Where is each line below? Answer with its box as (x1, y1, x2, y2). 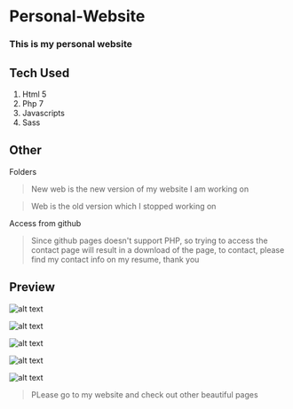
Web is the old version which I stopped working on (30, 201, 217, 211)
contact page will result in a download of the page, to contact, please (30, 244, 285, 255)
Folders (9, 166, 37, 177)
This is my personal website (9, 38, 133, 51)
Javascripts (21, 107, 65, 118)
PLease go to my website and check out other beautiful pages (30, 389, 259, 400)
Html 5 (21, 89, 47, 99)
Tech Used (9, 65, 70, 81)
